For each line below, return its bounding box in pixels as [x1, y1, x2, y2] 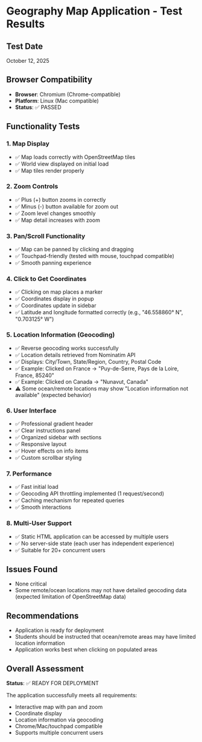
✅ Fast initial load [14, 483, 58, 491]
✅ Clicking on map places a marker [14, 288, 103, 295]
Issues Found [6, 564, 58, 575]
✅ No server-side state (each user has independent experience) [14, 540, 175, 547]
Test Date [6, 41, 43, 51]
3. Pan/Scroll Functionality [6, 231, 86, 240]
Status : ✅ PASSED [14, 103, 62, 111]
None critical [14, 580, 47, 587]
